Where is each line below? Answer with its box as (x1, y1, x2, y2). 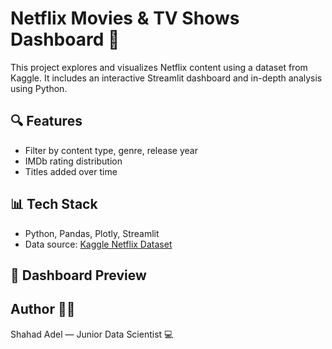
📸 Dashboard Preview (10, 267, 147, 284)
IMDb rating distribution (24, 155, 123, 167)
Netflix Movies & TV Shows (10, 7, 240, 30)
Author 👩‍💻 (10, 301, 76, 318)
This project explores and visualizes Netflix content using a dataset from (10, 61, 308, 73)
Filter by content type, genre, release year (24, 144, 198, 156)
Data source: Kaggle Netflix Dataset (24, 238, 173, 250)
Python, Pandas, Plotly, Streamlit (24, 227, 160, 239)
